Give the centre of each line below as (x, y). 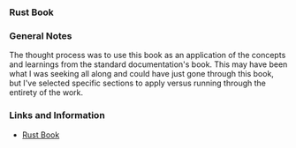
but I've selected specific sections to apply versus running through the (138, 83)
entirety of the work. (46, 92)
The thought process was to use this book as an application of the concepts (148, 55)
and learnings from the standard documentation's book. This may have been (148, 64)
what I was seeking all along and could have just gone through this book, (141, 74)
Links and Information (57, 115)
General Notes (41, 35)
